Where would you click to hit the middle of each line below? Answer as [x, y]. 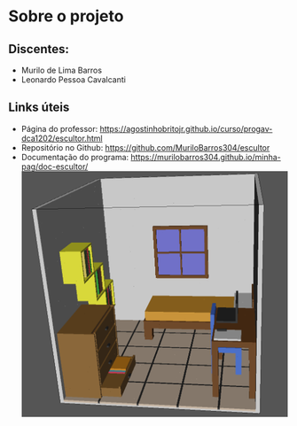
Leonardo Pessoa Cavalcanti [73, 80]
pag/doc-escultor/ [55, 167]
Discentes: [39, 49]
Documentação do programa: [75, 157]
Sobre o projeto [66, 16]
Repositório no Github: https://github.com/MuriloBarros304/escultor [145, 147]
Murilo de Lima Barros [62, 70]
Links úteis [39, 108]
